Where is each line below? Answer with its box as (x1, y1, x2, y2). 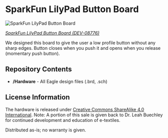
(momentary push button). (5, 50, 60, 56)
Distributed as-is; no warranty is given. (5, 127, 87, 133)
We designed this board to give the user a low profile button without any (5, 39, 156, 46)
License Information (5, 93, 70, 102)
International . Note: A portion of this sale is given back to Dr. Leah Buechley (5, 112, 163, 118)
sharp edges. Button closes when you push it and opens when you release (5, 45, 161, 51)
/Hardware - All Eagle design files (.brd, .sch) (12, 78, 108, 84)
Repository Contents (5, 65, 72, 74)
